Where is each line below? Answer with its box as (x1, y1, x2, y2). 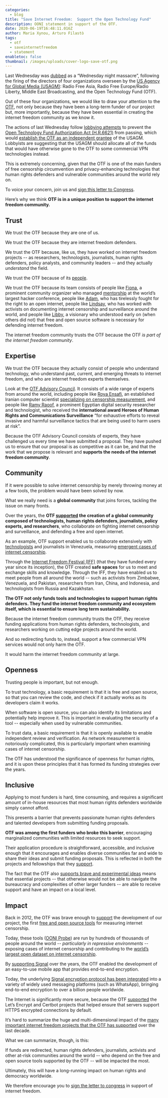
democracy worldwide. (5, 1073, 53, 1079)
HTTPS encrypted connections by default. (5, 1007, 93, 1013)
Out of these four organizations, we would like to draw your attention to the (5, 99, 160, 105)
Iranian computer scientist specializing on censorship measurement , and (5, 396, 155, 402)
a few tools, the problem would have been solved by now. (5, 487, 124, 493)
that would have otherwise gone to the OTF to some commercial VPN (5, 145, 148, 152)
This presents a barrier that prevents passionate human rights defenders (5, 815, 155, 821)
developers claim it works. (5, 699, 60, 705)
